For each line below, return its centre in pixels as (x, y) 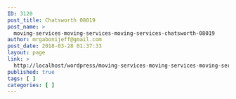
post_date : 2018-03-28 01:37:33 (54, 46)
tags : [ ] (22, 78)
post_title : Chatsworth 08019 (52, 20)
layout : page (26, 53)
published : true (31, 72)
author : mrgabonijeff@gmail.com (54, 40)
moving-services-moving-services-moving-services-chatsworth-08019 (114, 33)
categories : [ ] (31, 85)
